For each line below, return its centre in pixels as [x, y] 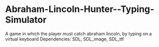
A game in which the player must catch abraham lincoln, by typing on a [78, 33]
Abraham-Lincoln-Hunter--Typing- [80, 9]
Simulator [26, 20]
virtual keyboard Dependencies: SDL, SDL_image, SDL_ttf [65, 39]
